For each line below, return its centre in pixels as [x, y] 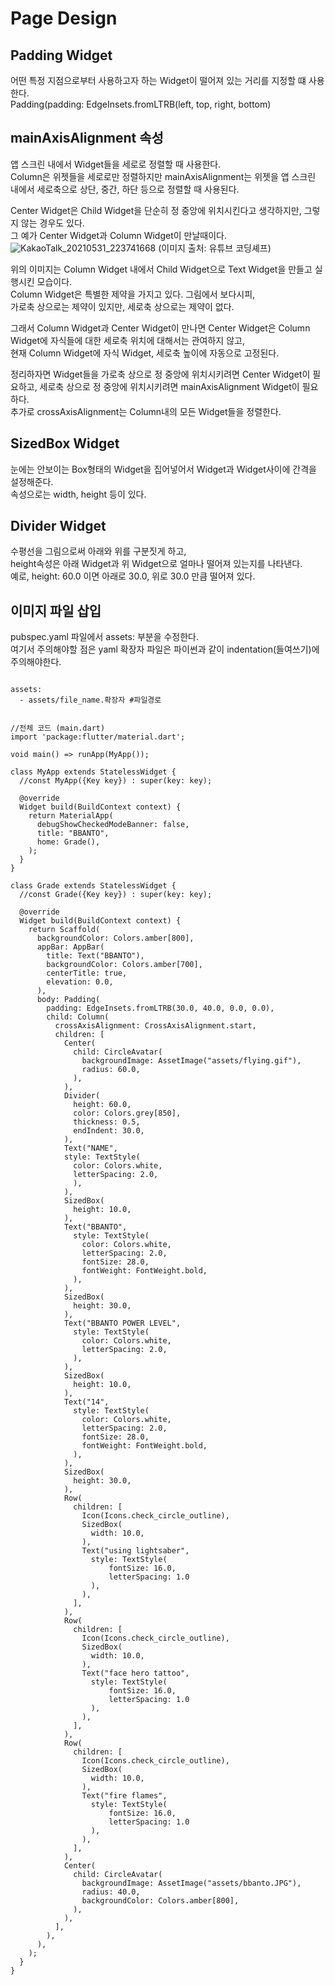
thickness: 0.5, [107, 1122]
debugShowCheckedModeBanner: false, [113, 825]
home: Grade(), [68, 842]
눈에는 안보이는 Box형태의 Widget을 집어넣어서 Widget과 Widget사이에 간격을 [163, 469]
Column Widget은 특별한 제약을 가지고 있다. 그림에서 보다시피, [133, 294]
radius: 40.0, [111, 1892]
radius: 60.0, [111, 1070]
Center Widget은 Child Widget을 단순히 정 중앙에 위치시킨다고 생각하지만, [156, 210]
